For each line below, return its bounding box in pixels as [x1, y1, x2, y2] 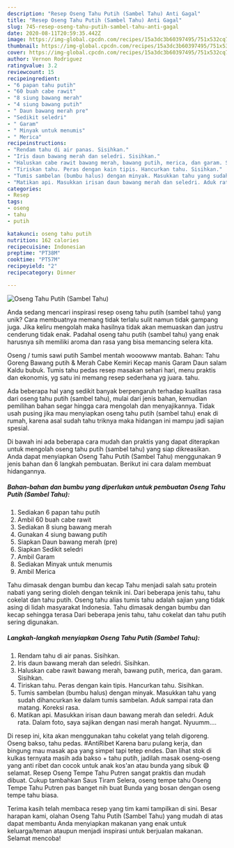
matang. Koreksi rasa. [17, 703, 80, 711]
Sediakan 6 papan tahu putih [17, 508, 100, 516]
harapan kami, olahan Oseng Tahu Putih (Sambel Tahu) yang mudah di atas [7, 812, 224, 820]
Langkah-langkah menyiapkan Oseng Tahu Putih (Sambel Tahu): [7, 634, 201, 642]
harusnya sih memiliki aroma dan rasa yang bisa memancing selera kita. [7, 338, 214, 346]
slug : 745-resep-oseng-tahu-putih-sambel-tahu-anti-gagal [7, 23, 179, 30]
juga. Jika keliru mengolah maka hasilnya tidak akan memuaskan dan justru [7, 322, 223, 331]
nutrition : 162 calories [7, 236, 79, 244]
